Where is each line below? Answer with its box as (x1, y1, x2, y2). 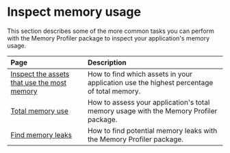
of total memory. (88, 86, 141, 96)
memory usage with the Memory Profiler (88, 106, 218, 115)
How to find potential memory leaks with (88, 126, 218, 135)
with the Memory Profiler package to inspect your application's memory (7, 34, 210, 42)
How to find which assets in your (88, 69, 193, 79)
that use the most (10, 78, 67, 87)
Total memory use (10, 106, 68, 115)
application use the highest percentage (88, 78, 214, 87)
